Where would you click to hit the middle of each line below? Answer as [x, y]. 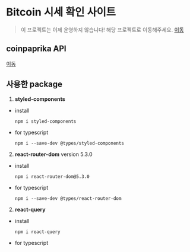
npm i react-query [37, 232]
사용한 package [34, 84]
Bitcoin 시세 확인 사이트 [61, 12]
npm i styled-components [45, 121]
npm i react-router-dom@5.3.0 [52, 176]
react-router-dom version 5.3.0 [54, 154]
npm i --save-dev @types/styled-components [69, 143]
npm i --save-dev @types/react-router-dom [68, 198]
